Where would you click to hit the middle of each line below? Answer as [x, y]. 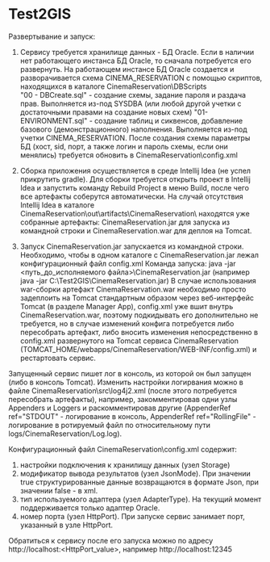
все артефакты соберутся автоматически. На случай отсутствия [131, 196]
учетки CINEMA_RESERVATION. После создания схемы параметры [135, 137]
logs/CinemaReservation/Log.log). [65, 434]
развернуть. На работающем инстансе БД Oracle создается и [127, 69]
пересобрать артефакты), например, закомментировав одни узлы [123, 399]
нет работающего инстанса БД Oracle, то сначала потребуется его [135, 61]
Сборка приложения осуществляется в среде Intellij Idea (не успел [135, 170]
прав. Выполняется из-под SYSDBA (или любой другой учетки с [131, 103]
